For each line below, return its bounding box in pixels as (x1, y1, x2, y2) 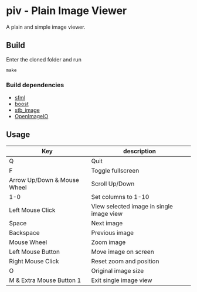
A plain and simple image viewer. (6, 23, 86, 30)
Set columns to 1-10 (91, 193, 150, 201)
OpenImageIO (14, 113, 49, 120)
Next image (91, 219, 123, 227)
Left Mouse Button (9, 248, 60, 256)
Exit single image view (91, 276, 152, 284)
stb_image (14, 107, 40, 114)
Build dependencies (6, 81, 64, 89)
